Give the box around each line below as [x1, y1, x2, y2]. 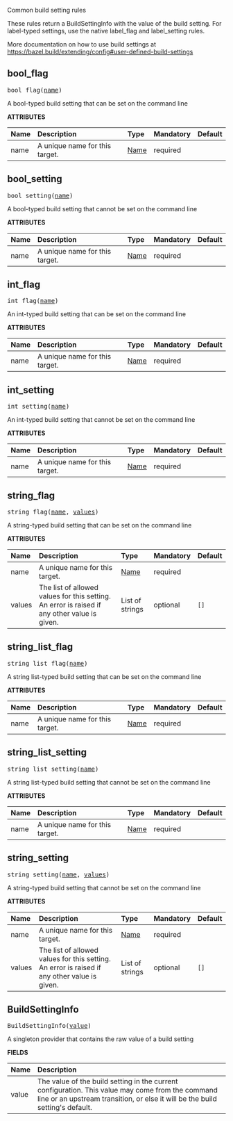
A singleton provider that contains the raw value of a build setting [7, 1035, 194, 1043]
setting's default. [37, 1103, 92, 1113]
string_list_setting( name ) [7, 764, 99, 773]
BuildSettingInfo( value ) [7, 1022, 92, 1030]
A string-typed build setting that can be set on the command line [7, 521, 192, 530]
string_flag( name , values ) [7, 508, 99, 516]
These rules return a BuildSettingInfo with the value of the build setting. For [7, 19, 222, 27]
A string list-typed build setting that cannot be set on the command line [7, 778, 211, 786]
